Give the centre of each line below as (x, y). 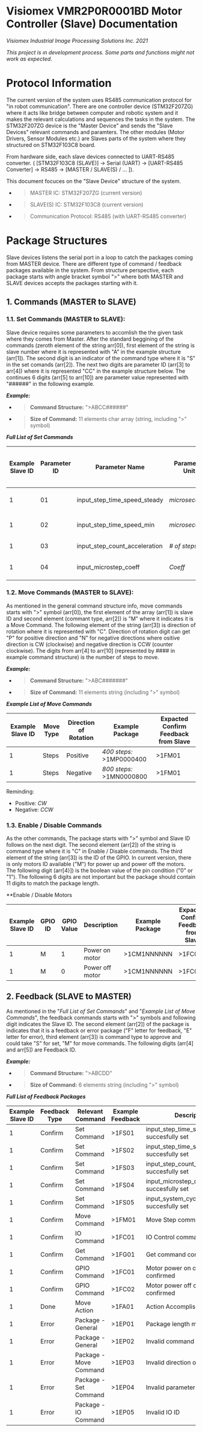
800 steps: (117, 769)
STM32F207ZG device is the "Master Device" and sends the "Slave (90, 126)
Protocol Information (59, 83)
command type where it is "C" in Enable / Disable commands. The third (94, 851)
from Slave (174, 741)
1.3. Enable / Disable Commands (54, 825)
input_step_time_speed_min (116, 525)
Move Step (161, 1219)
